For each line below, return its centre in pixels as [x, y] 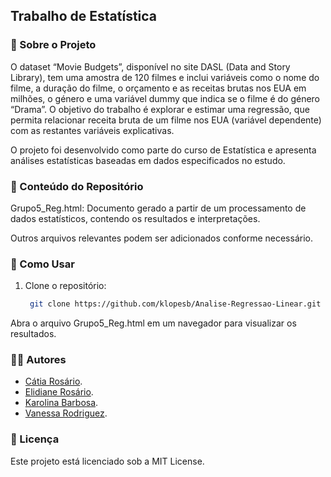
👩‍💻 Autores [38, 360]
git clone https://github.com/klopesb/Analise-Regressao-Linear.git [175, 304]
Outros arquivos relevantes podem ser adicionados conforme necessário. [161, 238]
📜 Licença [35, 439]
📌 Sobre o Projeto [53, 45]
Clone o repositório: [65, 286]
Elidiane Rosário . [59, 392]
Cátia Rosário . [53, 381]
